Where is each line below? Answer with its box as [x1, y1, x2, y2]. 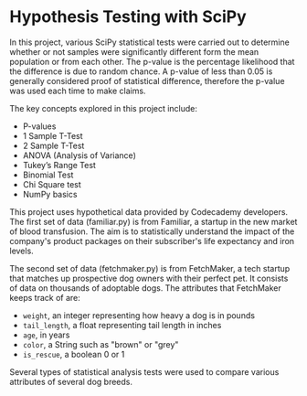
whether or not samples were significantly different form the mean [9, 46, 259, 57]
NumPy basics [22, 188, 78, 199]
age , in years [22, 329, 70, 340]
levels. [9, 245, 34, 256]
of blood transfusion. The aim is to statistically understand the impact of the [9, 226, 295, 237]
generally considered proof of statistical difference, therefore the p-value [9, 75, 285, 86]
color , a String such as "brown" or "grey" [22, 338, 179, 349]
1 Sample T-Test [22, 130, 84, 141]
